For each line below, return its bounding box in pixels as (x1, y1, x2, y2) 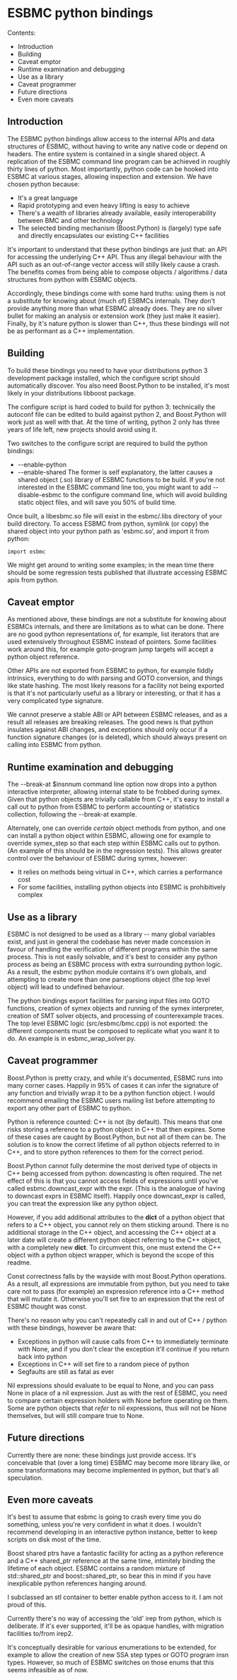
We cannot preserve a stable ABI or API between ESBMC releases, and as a (7, 710, 228, 719)
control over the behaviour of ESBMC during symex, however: (7, 854, 187, 863)
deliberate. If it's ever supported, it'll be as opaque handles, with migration (7, 1622, 224, 1630)
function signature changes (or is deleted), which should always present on (7, 733, 228, 741)
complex (17, 890, 43, 899)
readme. (7, 1258, 32, 1267)
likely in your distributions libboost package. (7, 388, 136, 397)
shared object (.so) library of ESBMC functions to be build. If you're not (17, 475, 225, 484)
